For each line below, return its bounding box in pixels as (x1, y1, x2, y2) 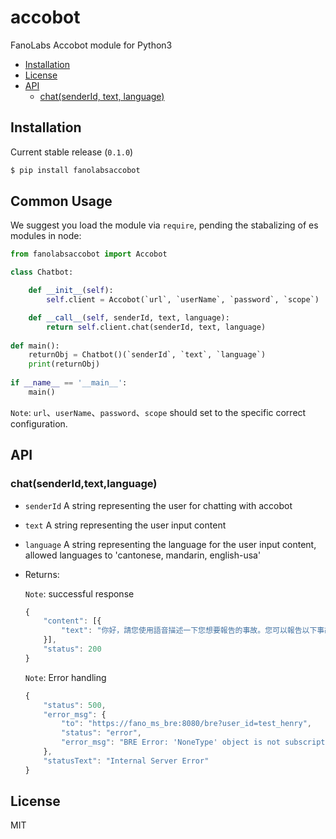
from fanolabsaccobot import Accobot (10, 249, 168, 260)
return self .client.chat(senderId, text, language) (46, 322, 267, 332)
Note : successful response (24, 587, 135, 600)
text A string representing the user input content (24, 519, 227, 531)
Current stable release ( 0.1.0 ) (10, 146, 134, 158)
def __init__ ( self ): (28, 286, 114, 296)
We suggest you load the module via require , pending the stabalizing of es (10, 219, 319, 231)
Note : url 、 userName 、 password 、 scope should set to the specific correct (10, 406, 307, 418)
